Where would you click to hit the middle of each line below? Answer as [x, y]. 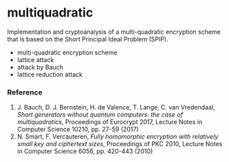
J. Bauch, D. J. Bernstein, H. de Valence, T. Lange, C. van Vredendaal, [116, 108]
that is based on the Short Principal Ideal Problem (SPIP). [88, 39]
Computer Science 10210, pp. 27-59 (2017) [78, 130]
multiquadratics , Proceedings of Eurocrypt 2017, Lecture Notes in [110, 122]
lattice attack [35, 59]
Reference [25, 92]
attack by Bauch [40, 67]
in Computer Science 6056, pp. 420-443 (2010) [85, 151]
